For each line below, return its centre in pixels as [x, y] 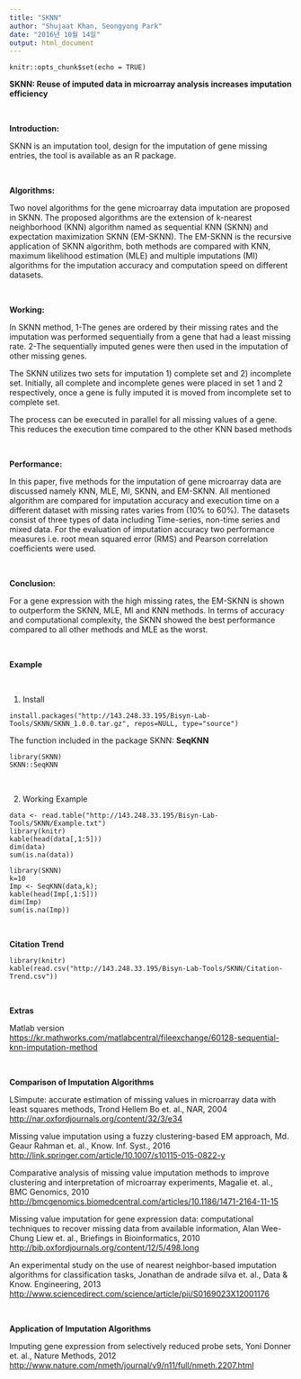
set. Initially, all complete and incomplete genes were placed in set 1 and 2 [146, 383]
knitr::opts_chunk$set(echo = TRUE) [78, 68]
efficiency [29, 94]
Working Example [55, 799]
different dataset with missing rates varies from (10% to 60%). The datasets [150, 511]
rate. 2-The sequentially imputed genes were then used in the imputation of [149, 347]
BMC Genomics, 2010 [49, 1192]
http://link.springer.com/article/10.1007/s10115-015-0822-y [117, 1156]
